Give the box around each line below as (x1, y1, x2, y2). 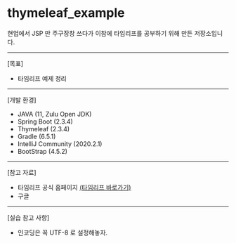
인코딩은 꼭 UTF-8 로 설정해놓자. (17, 228, 108, 237)
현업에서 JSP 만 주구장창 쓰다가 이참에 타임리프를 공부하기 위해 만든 (7, 29, 193, 37)
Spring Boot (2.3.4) (17, 117, 74, 126)
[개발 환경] (7, 96, 37, 104)
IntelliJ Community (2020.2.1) (17, 139, 103, 148)
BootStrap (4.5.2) (17, 147, 68, 155)
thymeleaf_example (7, 5, 125, 21)
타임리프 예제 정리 (17, 74, 67, 82)
